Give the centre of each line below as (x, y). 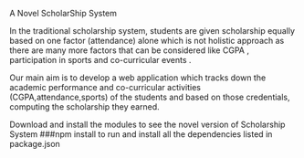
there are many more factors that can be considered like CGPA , (129, 50)
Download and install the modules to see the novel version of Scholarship (147, 124)
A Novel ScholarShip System (63, 13)
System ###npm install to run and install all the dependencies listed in (141, 134)
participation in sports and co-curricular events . (100, 60)
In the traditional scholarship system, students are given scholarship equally (152, 31)
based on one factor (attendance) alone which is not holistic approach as (147, 41)
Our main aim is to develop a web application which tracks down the (138, 78)
